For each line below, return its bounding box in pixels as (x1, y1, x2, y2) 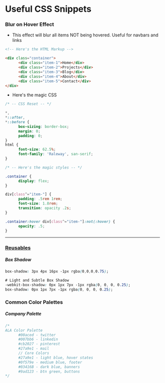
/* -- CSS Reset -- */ (5, 102, 52, 107)
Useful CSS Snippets (5, 3, 92, 15)
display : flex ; (18, 178, 50, 183)
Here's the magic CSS (12, 92, 57, 98)
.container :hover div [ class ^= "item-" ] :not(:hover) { (5, 219, 115, 224)
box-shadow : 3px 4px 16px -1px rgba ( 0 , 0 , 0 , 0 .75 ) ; (5, 269, 109, 274)
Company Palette (5, 311, 42, 317)
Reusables (5, 244, 31, 251)
